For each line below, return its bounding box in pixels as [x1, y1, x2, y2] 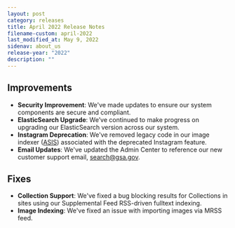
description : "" [7, 56, 55, 63]
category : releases [7, 17, 65, 24]
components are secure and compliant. [17, 108, 131, 116]
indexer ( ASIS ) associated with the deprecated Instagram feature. [17, 138, 207, 146]
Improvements [7, 82, 72, 94]
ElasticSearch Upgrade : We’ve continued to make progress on [17, 115, 200, 123]
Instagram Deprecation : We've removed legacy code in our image [17, 130, 210, 139]
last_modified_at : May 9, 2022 [7, 36, 99, 43]
